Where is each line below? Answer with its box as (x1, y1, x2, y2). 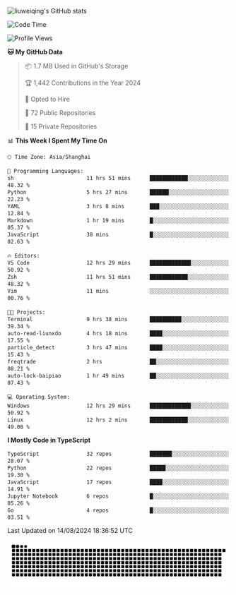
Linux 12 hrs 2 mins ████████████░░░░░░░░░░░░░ (7, 416, 230, 423)
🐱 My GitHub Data (7, 48, 64, 56)
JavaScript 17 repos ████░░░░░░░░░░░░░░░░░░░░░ (7, 479, 230, 486)
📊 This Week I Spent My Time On (7, 136, 107, 145)
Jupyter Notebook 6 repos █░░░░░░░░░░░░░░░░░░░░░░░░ (7, 493, 230, 500)
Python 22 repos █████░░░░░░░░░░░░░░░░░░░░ (7, 464, 230, 471)
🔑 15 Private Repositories (24, 122, 98, 131)
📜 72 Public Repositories (24, 109, 96, 116)
